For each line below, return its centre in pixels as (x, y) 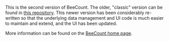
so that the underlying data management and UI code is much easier (92, 18)
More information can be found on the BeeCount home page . (69, 33)
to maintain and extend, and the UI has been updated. (61, 23)
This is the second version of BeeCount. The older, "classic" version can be (84, 7)
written (13, 18)
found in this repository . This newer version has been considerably (75, 13)
